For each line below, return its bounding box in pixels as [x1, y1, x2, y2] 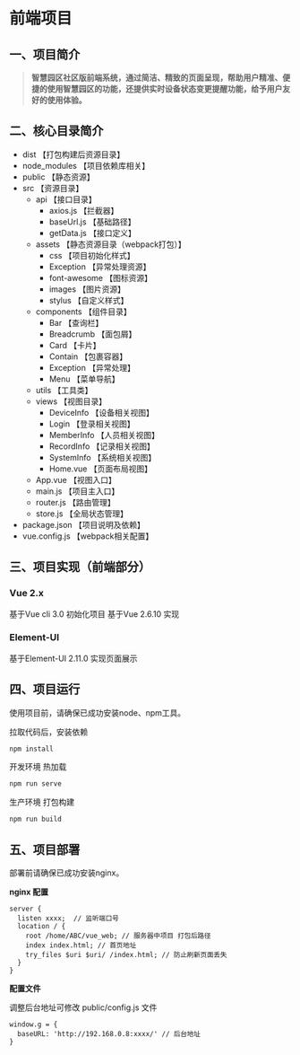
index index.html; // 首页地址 [25, 941, 137, 950]
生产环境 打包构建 [9, 796, 74, 808]
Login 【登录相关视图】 [48, 418, 135, 429]
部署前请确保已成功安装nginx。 [9, 867, 124, 878]
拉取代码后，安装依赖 [9, 726, 88, 737]
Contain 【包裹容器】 [48, 351, 128, 362]
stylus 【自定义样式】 [48, 295, 129, 305]
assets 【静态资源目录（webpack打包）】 [35, 239, 186, 250]
